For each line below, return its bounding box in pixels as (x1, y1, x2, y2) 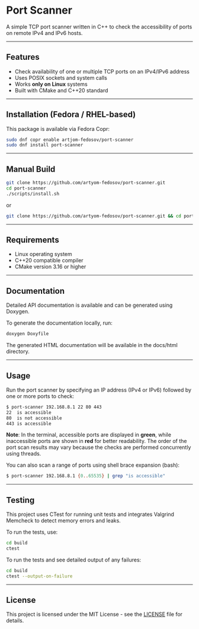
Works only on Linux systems (14, 81, 88, 88)
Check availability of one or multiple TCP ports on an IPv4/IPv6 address (14, 68, 190, 75)
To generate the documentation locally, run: (6, 319, 113, 326)
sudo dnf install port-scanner (6, 142, 84, 148)
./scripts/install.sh (6, 191, 60, 197)
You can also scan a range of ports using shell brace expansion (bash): (6, 461, 179, 468)
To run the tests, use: (6, 528, 58, 536)
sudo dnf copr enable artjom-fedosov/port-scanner (6, 137, 134, 143)
